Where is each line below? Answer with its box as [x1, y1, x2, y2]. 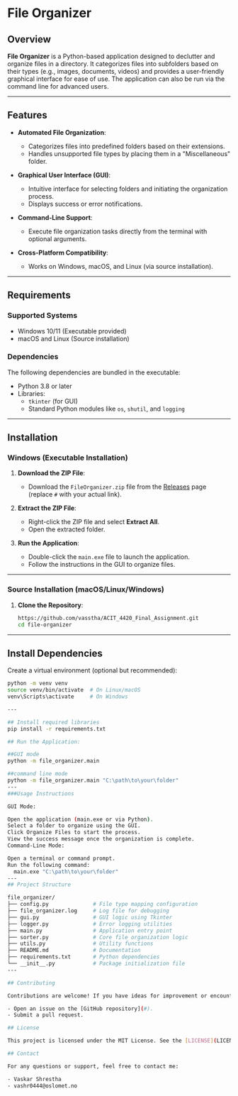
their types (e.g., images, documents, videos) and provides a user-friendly [7, 67, 225, 75]
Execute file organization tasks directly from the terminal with [28, 227, 208, 236]
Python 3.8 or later [17, 382, 72, 390]
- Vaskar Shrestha [7, 1075, 62, 1083]
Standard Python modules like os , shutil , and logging [28, 404, 186, 413]
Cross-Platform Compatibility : [17, 248, 108, 257]
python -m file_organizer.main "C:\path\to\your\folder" [7, 777, 179, 785]
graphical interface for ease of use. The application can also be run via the [7, 74, 225, 83]
